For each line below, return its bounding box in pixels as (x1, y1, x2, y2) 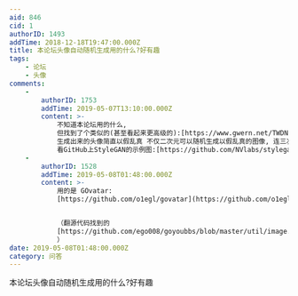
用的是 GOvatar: (56, 187, 114, 196)
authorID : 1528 (41, 162, 98, 171)
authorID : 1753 (41, 95, 98, 105)
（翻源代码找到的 (56, 219, 111, 228)
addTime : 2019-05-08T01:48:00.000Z (41, 170, 173, 179)
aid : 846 (9, 12, 42, 22)
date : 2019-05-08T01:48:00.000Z (9, 244, 129, 252)
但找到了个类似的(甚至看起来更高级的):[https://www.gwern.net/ (56, 129, 273, 138)
